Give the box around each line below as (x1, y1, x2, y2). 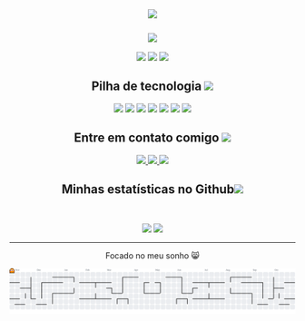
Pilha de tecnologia (91, 79, 202, 94)
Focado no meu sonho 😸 (105, 250, 200, 261)
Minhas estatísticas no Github (61, 181, 235, 197)
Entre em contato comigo (74, 131, 220, 146)
